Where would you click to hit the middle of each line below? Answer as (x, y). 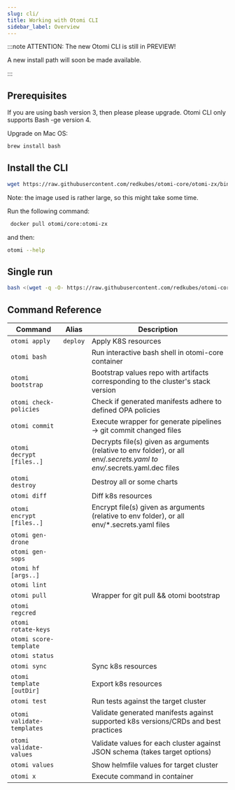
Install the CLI (38, 168)
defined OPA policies (126, 410)
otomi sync (29, 666)
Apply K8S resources (126, 341)
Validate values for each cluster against (156, 743)
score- (43, 639)
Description (158, 329)
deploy (74, 341)
